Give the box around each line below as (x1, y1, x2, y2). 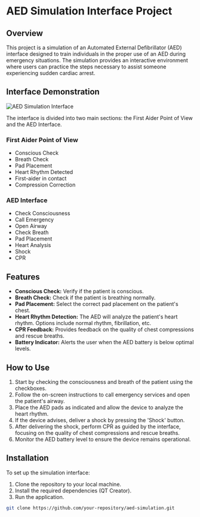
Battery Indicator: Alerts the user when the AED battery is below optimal (14, 339, 194, 346)
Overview (6, 28, 44, 38)
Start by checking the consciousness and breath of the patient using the (14, 378, 193, 386)
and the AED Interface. (6, 121, 62, 128)
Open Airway (14, 223, 47, 230)
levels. (14, 345, 31, 352)
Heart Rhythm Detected (14, 169, 73, 176)
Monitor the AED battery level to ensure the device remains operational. (14, 436, 191, 443)
